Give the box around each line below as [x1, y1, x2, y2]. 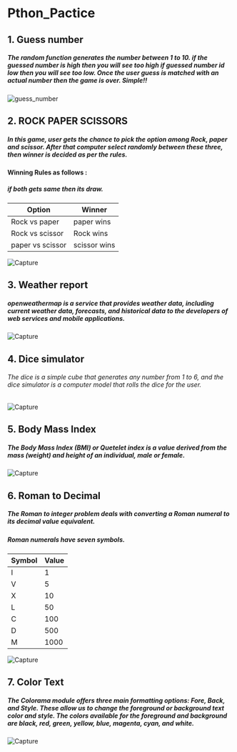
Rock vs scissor [11, 228, 64, 238]
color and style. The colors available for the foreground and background [7, 711, 228, 720]
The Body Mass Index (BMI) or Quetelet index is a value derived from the [7, 443, 227, 452]
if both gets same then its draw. [7, 184, 104, 193]
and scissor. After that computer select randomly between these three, [7, 142, 223, 151]
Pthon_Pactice [7, 5, 96, 21]
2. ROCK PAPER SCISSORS [7, 114, 128, 127]
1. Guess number [7, 34, 84, 46]
